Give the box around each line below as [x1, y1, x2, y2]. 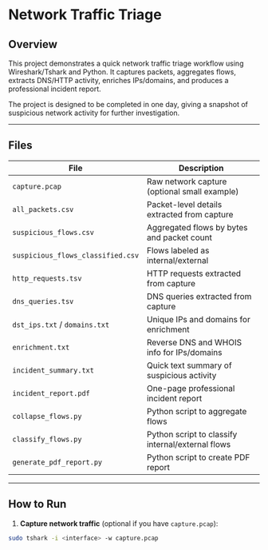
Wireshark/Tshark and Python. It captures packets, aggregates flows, [8, 67, 237, 77]
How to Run [8, 497, 67, 511]
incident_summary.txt [12, 365, 94, 375]
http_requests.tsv [12, 273, 82, 283]
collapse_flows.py [12, 412, 82, 420]
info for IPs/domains [146, 346, 223, 357]
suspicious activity [146, 369, 217, 381]
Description [178, 162, 225, 173]
